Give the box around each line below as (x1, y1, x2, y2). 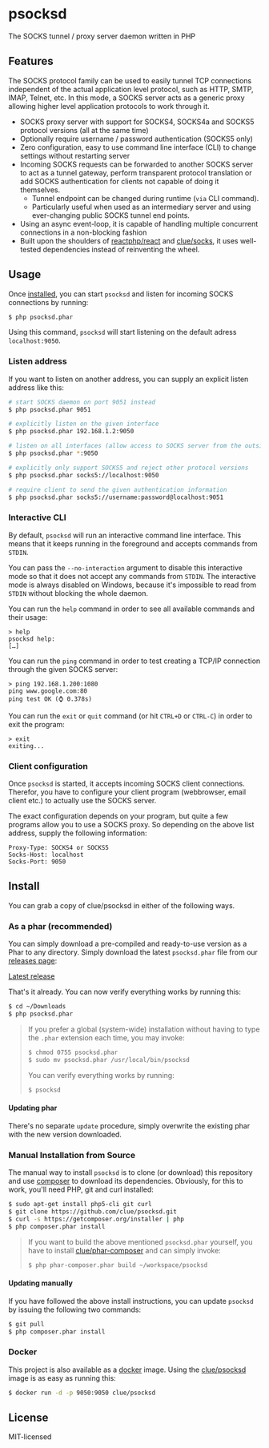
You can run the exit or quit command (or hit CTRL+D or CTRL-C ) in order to (8, 710, 253, 721)
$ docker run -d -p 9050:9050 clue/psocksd (8, 1389, 156, 1397)
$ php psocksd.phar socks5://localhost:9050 (8, 471, 159, 479)
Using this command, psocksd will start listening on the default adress (8, 328, 237, 337)
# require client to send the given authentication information (8, 485, 227, 493)
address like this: (8, 382, 64, 392)
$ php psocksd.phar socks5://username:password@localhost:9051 (8, 493, 224, 501)
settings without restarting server (19, 151, 130, 160)
